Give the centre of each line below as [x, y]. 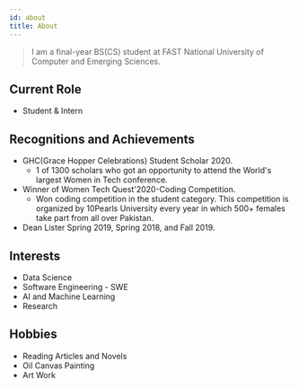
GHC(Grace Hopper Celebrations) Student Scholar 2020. [127, 161]
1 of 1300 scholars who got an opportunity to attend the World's [153, 171]
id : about [28, 18]
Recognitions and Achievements [102, 139]
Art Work [39, 375]
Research [40, 305]
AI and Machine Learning [69, 296]
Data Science [47, 277]
